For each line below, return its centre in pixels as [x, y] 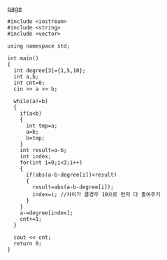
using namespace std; [39, 46]
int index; [36, 156]
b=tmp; [35, 138]
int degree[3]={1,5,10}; [50, 71]
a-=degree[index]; [46, 213]
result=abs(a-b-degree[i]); [73, 187]
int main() [23, 58]
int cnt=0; [29, 83]
